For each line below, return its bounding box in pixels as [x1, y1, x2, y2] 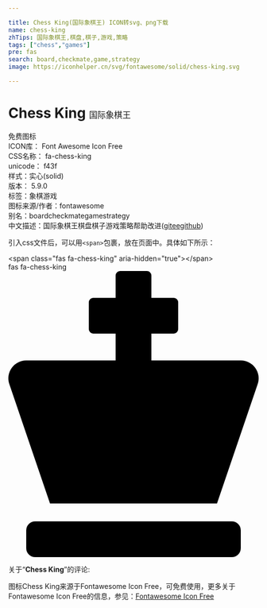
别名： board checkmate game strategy [8, 211, 130, 220]
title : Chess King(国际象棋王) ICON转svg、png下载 [8, 18, 168, 26]
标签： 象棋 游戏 [8, 191, 57, 200]
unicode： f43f [8, 161, 58, 171]
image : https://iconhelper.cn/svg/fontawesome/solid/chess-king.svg [8, 63, 240, 72]
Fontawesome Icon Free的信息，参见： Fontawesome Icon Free [8, 591, 215, 601]
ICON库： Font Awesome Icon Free [8, 141, 123, 151]
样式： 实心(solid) [8, 171, 64, 180]
